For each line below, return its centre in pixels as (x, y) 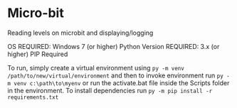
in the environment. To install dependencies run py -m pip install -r (110, 90)
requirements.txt (33, 97)
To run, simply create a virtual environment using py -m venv (96, 67)
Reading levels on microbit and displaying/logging (80, 33)
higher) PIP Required (38, 54)
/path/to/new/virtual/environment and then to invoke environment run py (116, 75)
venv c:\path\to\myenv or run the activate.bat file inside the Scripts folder (122, 82)
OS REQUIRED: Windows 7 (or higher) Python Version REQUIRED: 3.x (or (114, 46)
